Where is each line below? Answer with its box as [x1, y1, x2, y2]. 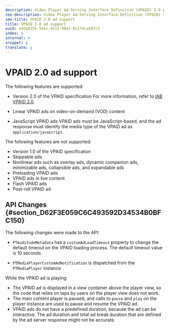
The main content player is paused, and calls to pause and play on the [12, 296, 157, 302]
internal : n [5, 36, 30, 41]
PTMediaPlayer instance [12, 265, 61, 271]
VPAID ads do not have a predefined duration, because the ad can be [12, 306, 156, 312]
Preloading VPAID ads [12, 170, 58, 176]
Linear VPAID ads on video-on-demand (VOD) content [12, 108, 125, 114]
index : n [5, 31, 24, 36]
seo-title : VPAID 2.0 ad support [5, 17, 75, 22]
